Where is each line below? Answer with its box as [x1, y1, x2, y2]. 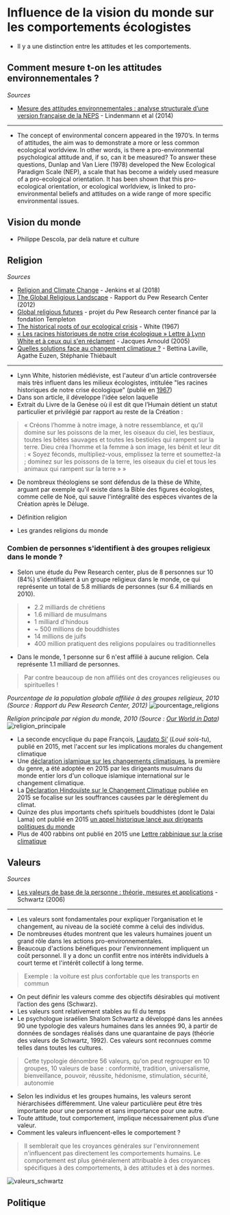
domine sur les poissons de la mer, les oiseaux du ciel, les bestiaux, [23, 429, 215, 437]
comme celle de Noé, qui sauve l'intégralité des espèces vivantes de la [16, 492, 218, 501]
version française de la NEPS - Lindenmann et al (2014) [16, 111, 174, 119]
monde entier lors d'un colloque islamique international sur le [16, 771, 190, 780]
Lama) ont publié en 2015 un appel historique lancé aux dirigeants [16, 815, 203, 823]
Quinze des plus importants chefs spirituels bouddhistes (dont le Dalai [16, 808, 216, 816]
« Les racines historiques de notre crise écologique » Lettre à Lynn [16, 330, 205, 338]
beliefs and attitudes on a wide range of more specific [59, 189, 212, 197]
